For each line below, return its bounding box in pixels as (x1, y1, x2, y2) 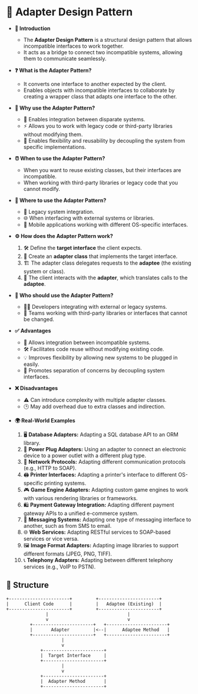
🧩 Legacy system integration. (23, 208, 94, 215)
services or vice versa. (23, 535, 79, 542)
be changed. (23, 315, 55, 323)
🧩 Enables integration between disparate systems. (23, 115, 146, 123)
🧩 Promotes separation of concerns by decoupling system (23, 366, 165, 374)
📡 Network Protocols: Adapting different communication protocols (23, 458, 186, 465)
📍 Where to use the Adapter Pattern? (14, 197, 107, 204)
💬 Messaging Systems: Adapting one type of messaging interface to (23, 515, 192, 523)
